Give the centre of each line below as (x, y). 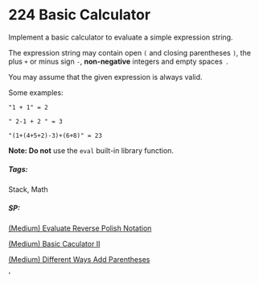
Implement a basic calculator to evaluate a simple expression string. (121, 37)
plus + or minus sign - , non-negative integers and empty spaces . (119, 61)
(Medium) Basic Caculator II (54, 243)
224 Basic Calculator (80, 15)
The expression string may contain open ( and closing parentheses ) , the (130, 52)
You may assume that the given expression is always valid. (105, 77)
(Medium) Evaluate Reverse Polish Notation (80, 228)
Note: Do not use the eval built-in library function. (91, 150)
